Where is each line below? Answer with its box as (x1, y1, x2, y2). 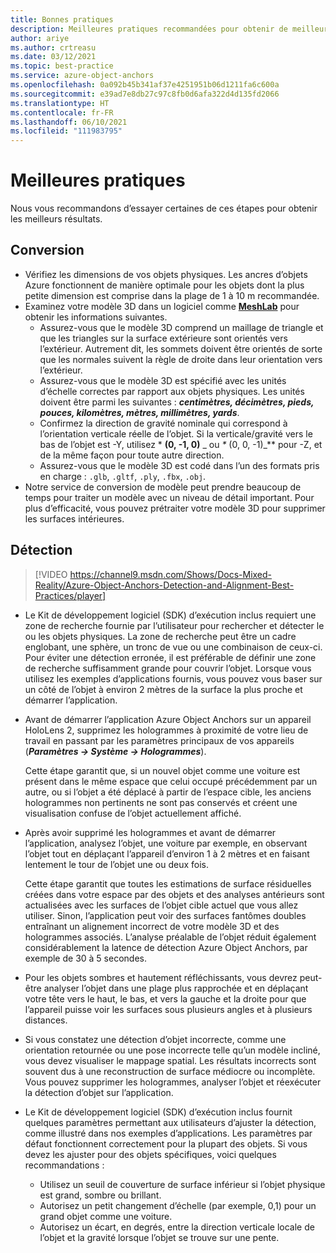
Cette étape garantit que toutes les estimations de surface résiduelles (24, 877, 312, 890)
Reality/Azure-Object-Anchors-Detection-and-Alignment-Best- (34, 579, 295, 591)
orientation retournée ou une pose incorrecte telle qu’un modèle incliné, (24, 1044, 321, 1056)
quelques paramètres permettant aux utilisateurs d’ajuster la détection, (24, 1116, 317, 1128)
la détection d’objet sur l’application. (24, 1086, 174, 1098)
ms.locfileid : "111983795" (10, 126, 123, 136)
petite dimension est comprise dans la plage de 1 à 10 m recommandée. (24, 289, 320, 301)
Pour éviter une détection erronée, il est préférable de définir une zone (24, 651, 317, 663)
